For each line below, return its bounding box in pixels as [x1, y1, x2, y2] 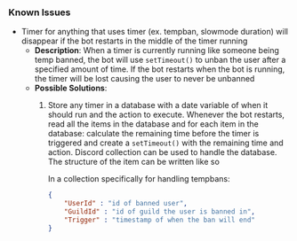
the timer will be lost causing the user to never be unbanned [34, 74, 255, 84]
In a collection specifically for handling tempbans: [47, 174, 230, 184]
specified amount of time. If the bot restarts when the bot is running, [34, 64, 285, 74]
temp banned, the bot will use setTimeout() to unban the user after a [34, 55, 286, 66]
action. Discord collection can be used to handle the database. [47, 147, 277, 158]
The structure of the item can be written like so [47, 157, 220, 167]
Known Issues [8, 6, 71, 19]
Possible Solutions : [34, 82, 108, 94]
